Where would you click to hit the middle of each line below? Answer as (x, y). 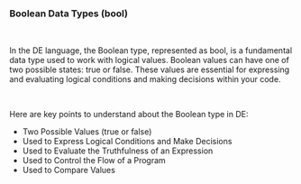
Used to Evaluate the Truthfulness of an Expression (118, 151)
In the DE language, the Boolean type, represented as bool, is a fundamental (151, 51)
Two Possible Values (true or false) (87, 132)
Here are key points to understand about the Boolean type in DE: (129, 115)
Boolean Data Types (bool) (69, 14)
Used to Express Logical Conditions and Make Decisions (127, 142)
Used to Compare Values (68, 170)
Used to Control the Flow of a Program (94, 161)
